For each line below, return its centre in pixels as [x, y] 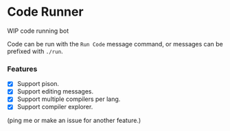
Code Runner [45, 12]
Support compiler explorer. [55, 107]
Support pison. [38, 84]
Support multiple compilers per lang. [69, 99]
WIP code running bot [38, 31]
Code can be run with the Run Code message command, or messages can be [115, 44]
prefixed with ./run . [35, 51]
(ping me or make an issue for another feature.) [74, 121]
